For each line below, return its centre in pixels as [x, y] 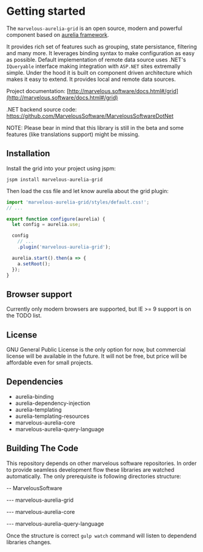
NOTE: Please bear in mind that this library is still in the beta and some [95, 127]
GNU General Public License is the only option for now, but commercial [96, 350]
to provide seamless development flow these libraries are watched [90, 469]
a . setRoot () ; [34, 264]
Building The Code [42, 448]
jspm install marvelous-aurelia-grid [55, 180]
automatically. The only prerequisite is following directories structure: [94, 476]
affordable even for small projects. [50, 362]
